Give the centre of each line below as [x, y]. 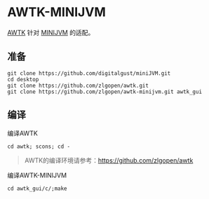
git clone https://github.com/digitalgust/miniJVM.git [89, 73]
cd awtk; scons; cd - [39, 146]
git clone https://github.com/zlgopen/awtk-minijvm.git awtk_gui [104, 92]
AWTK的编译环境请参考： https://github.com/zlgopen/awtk [109, 160]
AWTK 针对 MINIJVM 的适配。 [51, 32]
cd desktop [23, 79]
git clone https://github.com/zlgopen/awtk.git [78, 85]
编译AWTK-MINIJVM [37, 175]
